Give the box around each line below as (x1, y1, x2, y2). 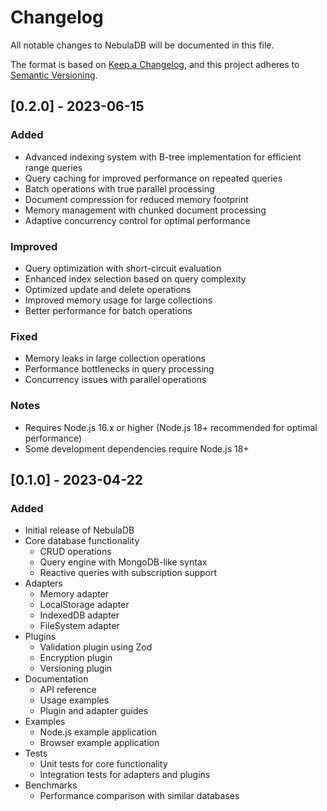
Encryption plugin (39, 652, 113, 664)
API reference (39, 684, 97, 696)
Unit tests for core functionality (39, 758, 168, 770)
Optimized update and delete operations (24, 283, 192, 295)
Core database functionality (24, 535, 140, 547)
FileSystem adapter (39, 620, 120, 632)
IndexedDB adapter (39, 609, 120, 621)
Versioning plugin (39, 662, 113, 675)
